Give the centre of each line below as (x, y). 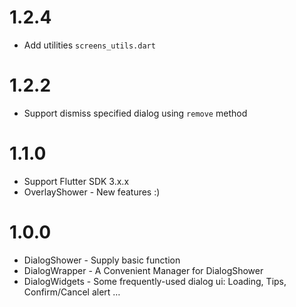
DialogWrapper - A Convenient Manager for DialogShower (143, 270)
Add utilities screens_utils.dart (89, 45)
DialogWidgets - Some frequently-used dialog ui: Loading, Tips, (155, 281)
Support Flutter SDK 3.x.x (76, 181)
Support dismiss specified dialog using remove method (135, 113)
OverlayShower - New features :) (92, 192)
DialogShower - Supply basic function (102, 260)
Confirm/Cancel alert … (72, 292)
